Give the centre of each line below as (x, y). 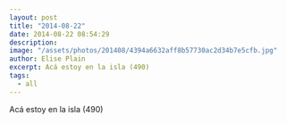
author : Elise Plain (48, 59)
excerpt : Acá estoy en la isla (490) (80, 68)
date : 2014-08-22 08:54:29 (59, 34)
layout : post (34, 17)
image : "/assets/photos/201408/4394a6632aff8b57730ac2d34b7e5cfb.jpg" (143, 51)
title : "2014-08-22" (48, 26)
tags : (19, 76)
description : (34, 42)
